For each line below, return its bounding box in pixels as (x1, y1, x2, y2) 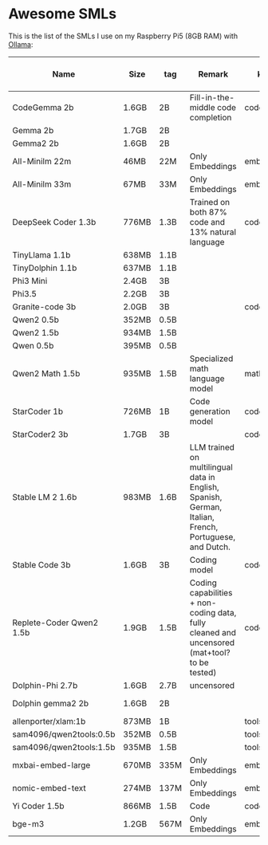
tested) (189, 666, 217, 678)
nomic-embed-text (12, 782, 86, 793)
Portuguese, (189, 531, 236, 542)
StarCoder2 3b (12, 428, 69, 439)
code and (189, 216, 226, 227)
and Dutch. (189, 541, 231, 552)
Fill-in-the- (189, 92, 235, 103)
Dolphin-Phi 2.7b (12, 679, 78, 690)
